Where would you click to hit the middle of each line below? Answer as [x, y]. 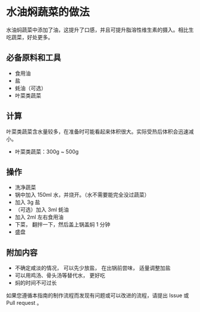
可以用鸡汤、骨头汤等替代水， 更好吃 [60, 275]
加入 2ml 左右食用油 [39, 217]
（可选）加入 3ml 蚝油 [42, 210]
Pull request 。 [24, 303]
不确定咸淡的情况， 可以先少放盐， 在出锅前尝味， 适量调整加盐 [93, 268]
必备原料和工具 [34, 58]
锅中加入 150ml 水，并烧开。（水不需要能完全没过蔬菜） [82, 195]
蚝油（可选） [30, 88]
